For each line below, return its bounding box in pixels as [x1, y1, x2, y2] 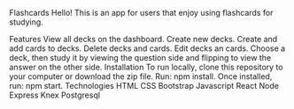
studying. [9, 17, 44, 27]
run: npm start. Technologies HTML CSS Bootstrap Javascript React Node [9, 81, 279, 91]
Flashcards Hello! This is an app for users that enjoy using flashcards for [9, 8, 274, 18]
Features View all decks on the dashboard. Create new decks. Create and [9, 34, 278, 44]
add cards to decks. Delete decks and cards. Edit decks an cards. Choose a [9, 43, 286, 54]
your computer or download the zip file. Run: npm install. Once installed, [9, 71, 273, 82]
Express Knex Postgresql [9, 90, 100, 100]
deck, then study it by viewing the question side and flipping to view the [9, 53, 272, 62]
